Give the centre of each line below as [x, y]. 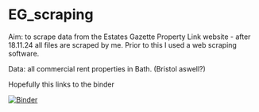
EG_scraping [51, 15]
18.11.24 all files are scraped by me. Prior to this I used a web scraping [122, 44]
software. [24, 53]
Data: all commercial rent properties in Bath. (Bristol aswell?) [107, 68]
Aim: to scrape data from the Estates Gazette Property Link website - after [129, 37]
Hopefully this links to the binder [62, 84]
